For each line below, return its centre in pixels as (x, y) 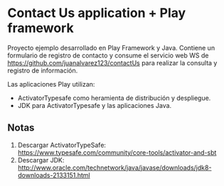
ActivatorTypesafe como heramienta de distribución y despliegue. (114, 98)
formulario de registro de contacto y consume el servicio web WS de (108, 55)
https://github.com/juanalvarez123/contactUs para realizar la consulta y (112, 62)
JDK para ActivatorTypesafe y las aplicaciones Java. (95, 105)
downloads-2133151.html (54, 175)
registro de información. (43, 70)
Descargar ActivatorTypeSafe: (62, 145)
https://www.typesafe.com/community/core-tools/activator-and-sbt (117, 152)
